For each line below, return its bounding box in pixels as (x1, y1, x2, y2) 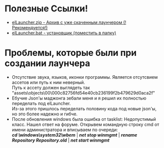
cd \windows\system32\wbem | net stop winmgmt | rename (11, 132, 138, 138)
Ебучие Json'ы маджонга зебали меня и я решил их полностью (11, 95, 147, 101)
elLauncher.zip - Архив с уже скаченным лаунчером (11, 19, 123, 25)
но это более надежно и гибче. (11, 111, 78, 117)
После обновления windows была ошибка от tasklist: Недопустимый (11, 116, 156, 122)
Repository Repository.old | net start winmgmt (11, 137, 110, 143)
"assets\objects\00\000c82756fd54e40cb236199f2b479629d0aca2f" (11, 90, 155, 96)
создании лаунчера (4, 58, 90, 69)
